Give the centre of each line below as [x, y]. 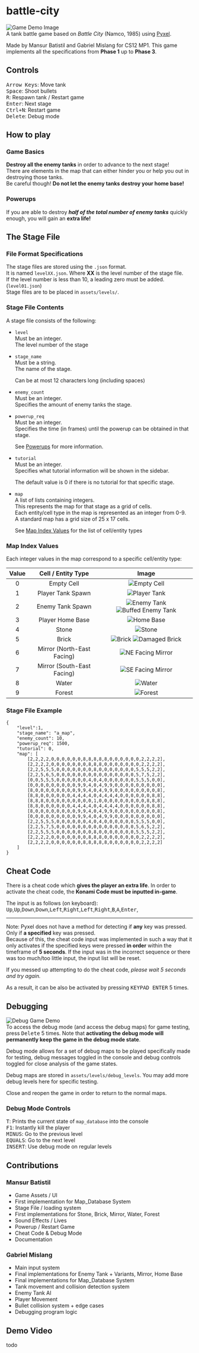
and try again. [23, 976]
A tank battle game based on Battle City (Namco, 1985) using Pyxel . [89, 33]
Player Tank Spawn [64, 593]
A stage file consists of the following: [51, 320]
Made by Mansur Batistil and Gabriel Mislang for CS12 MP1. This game [92, 45]
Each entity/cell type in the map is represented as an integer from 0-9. [100, 512]
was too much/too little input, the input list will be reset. [73, 958]
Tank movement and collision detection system [72, 1287]
